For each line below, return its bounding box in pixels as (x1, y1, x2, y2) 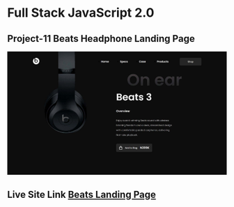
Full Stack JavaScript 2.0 (7, 5, 155, 21)
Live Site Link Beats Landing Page (7, 188, 157, 200)
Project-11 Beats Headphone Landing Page (7, 33, 195, 45)
